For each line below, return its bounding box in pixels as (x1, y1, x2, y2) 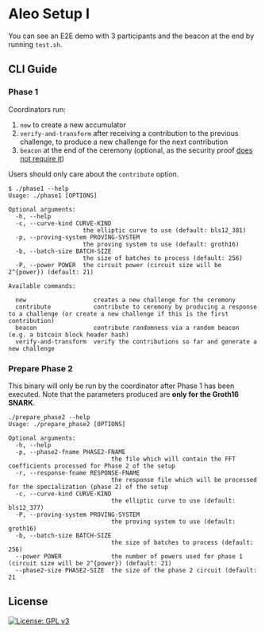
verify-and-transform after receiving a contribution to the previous (19, 128, 239, 138)
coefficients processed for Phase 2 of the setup (8, 462, 176, 470)
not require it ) (19, 153, 65, 163)
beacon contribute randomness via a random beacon (15, 324, 240, 332)
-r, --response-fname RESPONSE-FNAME (15, 468, 140, 477)
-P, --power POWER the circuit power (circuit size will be (15, 261, 222, 269)
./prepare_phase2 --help (8, 413, 90, 421)
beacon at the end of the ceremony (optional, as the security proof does (19, 145, 253, 155)
